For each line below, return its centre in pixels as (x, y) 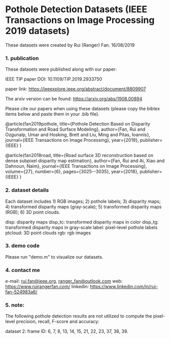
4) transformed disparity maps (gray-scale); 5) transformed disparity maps (83, 206)
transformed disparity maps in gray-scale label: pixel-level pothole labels (81, 227)
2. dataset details (27, 190)
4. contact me (23, 270)
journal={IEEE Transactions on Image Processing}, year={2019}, (72, 140)
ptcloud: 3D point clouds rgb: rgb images (48, 233)
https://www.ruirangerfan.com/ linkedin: (47, 287)
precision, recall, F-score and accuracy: (58, 322)
